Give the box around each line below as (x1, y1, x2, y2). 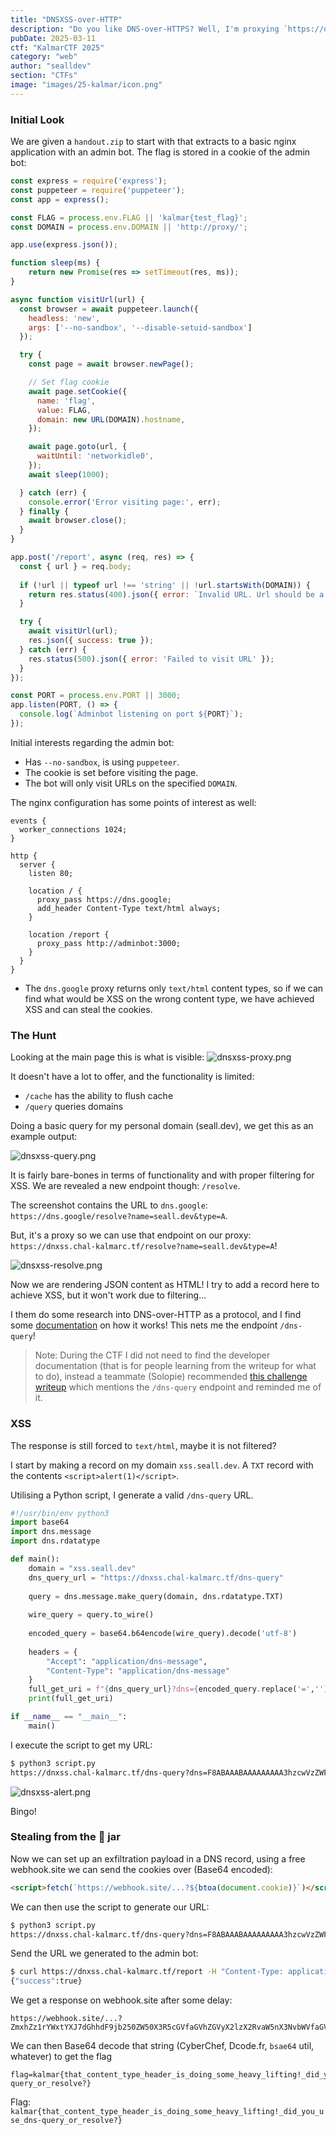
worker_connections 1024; (19, 824, 128, 835)
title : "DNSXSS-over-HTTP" (10, 14, 123, 25)
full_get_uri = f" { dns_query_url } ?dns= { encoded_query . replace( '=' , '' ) (28, 1684, 329, 1695)
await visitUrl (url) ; (28, 626, 118, 636)
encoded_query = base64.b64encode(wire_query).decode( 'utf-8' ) (28, 1629, 298, 1639)
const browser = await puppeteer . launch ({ (19, 304, 199, 314)
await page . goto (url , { (28, 442, 128, 452)
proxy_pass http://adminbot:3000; (36, 938, 182, 948)
